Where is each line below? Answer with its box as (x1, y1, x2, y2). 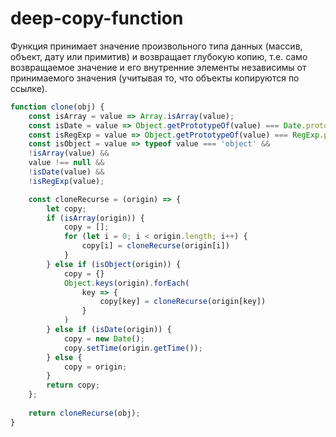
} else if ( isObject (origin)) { (46, 259, 182, 269)
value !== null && (28, 158, 105, 168)
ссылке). (10, 82, 48, 94)
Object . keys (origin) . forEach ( (63, 278, 190, 288)
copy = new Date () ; (63, 333, 145, 344)
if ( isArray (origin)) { (46, 213, 145, 223)
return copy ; (46, 380, 101, 391)
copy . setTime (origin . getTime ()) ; (63, 343, 203, 353)
